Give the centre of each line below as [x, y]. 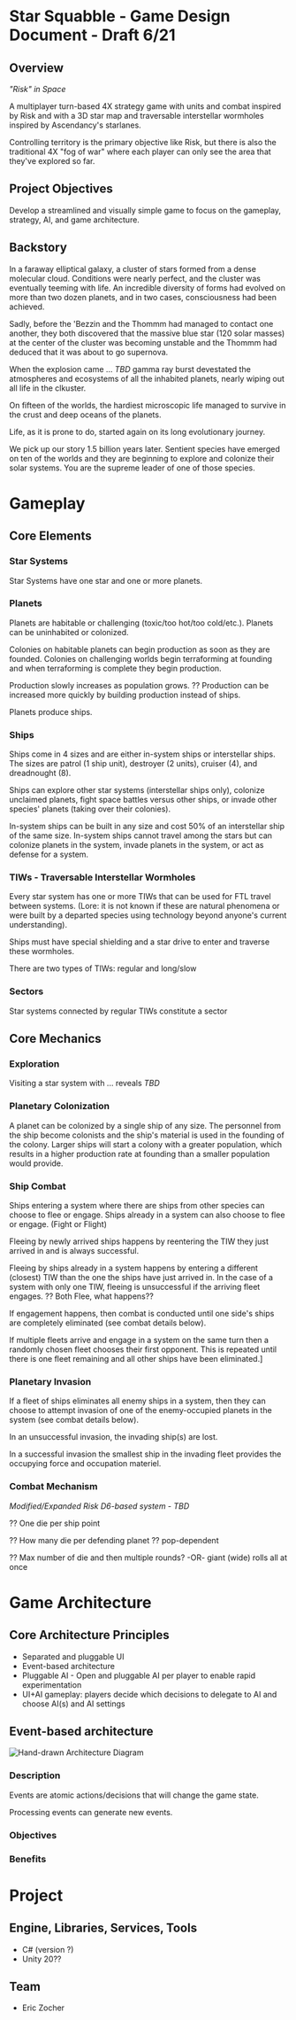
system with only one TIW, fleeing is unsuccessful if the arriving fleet [135, 1286]
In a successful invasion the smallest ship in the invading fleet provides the [145, 1454]
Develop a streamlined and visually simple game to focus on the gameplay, [145, 210]
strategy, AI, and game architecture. [74, 220]
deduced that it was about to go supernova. [89, 352]
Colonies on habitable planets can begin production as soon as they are [140, 649]
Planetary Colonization [60, 1107]
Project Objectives [61, 189]
